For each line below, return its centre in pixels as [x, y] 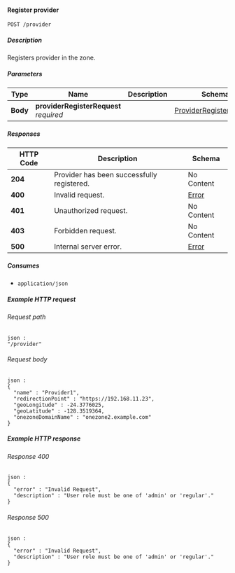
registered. [71, 184]
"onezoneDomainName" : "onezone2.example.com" [83, 417]
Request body [27, 359]
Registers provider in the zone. [51, 58]
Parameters [25, 74]
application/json [43, 284]
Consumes [23, 265]
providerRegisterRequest [78, 106]
